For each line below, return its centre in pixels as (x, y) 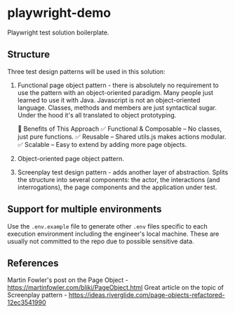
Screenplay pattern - (37, 295)
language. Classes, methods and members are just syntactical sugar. (117, 108)
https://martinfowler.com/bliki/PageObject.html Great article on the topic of (116, 288)
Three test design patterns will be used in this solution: (87, 71)
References (33, 263)
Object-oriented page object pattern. (70, 158)
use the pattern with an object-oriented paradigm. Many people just (115, 92)
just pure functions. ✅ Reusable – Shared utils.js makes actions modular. (122, 136)
